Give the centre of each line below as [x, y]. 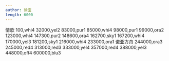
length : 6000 [19, 15]
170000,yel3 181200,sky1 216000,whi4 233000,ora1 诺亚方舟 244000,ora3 [84, 42]
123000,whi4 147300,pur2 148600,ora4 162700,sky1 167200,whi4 [75, 36]
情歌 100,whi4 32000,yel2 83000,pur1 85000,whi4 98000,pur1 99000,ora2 [85, 30]
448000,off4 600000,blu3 [33, 53]
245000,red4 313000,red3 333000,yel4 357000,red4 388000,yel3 [76, 47]
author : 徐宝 [18, 10]
